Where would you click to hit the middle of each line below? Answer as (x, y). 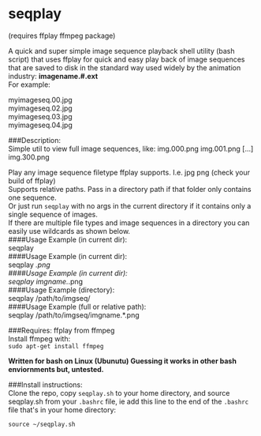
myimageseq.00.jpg (40, 100)
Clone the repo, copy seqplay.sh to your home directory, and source (119, 393)
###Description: (35, 140)
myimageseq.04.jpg (40, 125)
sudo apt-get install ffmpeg (56, 346)
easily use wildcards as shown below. (69, 231)
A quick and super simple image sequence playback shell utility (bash (121, 51)
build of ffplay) (32, 180)
